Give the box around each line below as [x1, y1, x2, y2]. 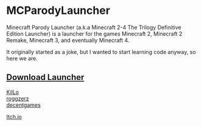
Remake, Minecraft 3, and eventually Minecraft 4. [6, 36, 130, 44]
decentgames [6, 101, 41, 108]
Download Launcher [6, 72, 85, 82]
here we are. [6, 55, 38, 62]
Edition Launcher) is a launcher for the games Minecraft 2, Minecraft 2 [6, 30, 183, 37]
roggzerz [6, 94, 29, 102]
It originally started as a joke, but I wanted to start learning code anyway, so [6, 48, 197, 55]
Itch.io [6, 113, 23, 120]
